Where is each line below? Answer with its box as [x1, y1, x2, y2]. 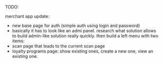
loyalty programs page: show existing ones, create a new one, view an [12, 48, 153, 54]
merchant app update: [5, 13, 50, 19]
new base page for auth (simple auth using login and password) [12, 23, 140, 28]
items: [12, 38, 25, 44]
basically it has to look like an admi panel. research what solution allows [12, 28, 157, 33]
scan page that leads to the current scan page [12, 43, 105, 49]
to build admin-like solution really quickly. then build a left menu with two [12, 33, 159, 38]
